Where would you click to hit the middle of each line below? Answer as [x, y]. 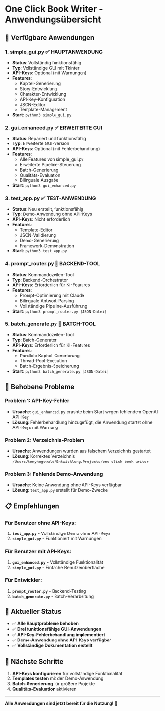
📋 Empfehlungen [32, 506]
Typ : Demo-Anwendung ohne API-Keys [52, 214]
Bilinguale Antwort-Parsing [47, 301]
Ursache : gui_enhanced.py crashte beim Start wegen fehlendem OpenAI [85, 411]
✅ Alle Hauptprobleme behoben [45, 623]
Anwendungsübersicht [53, 19]
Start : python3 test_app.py [40, 251]
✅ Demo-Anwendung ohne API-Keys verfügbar [62, 640]
